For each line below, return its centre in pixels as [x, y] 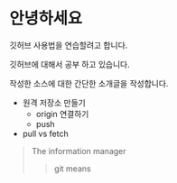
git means [73, 169]
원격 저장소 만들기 [54, 102]
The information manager [79, 151]
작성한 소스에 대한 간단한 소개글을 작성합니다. [89, 83]
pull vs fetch [46, 133]
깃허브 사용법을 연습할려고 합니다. [69, 45]
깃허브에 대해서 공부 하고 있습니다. [70, 64]
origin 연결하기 [62, 114]
